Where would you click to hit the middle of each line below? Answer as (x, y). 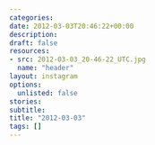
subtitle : (28, 110)
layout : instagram (43, 77)
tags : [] (26, 127)
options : (26, 85)
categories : (31, 18)
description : (34, 34)
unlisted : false (47, 93)
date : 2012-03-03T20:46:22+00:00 (72, 26)
